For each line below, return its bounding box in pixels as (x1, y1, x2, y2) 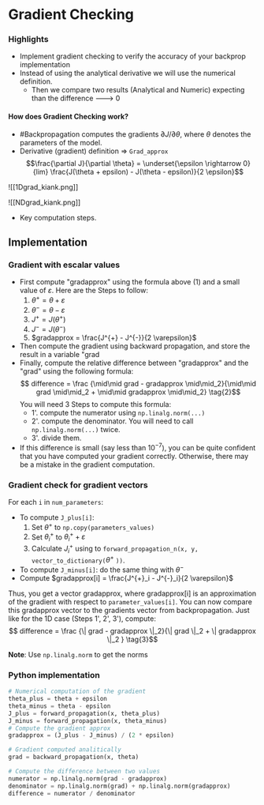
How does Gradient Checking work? (8, 112, 128, 122)
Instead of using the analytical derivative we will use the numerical (19, 69, 236, 78)
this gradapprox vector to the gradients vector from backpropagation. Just (8, 605, 250, 615)
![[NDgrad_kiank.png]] (8, 197, 81, 207)
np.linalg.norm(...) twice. (31, 425, 121, 434)
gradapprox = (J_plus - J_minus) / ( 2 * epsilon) (8, 732, 175, 739)
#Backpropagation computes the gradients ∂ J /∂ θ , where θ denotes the (19, 129, 251, 139)
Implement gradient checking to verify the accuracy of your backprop (19, 51, 246, 61)
